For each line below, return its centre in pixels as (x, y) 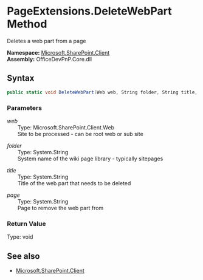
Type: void (20, 237)
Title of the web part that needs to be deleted (74, 183)
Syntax (21, 78)
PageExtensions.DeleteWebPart (89, 11)
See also (23, 256)
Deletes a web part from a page (46, 41)
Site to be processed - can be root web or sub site (81, 134)
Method (27, 24)
